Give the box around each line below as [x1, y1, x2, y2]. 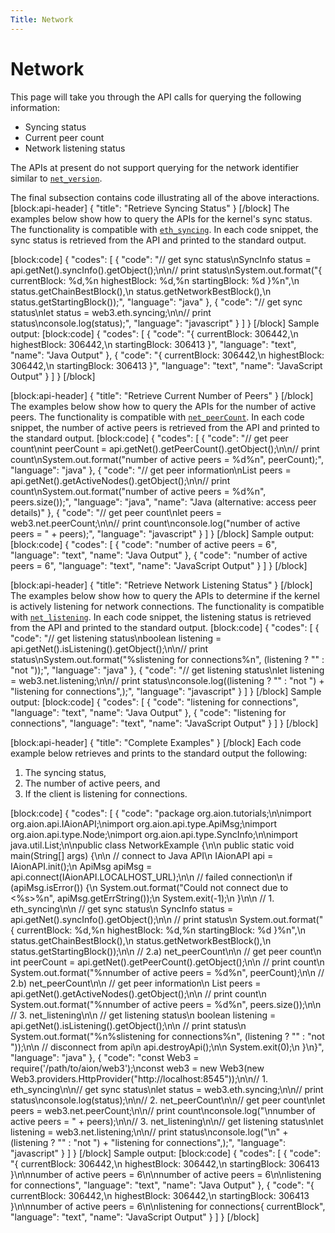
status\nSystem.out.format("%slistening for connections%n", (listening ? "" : [10, 653, 325, 665]
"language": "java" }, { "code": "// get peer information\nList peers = [10, 464, 292, 476]
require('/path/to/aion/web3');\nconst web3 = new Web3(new [10, 1062, 265, 1074]
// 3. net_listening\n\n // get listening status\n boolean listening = [10, 1009, 277, 1021]
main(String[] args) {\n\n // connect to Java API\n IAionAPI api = [10, 849, 274, 861]
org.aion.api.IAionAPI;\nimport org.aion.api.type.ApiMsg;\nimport [10, 817, 278, 830]
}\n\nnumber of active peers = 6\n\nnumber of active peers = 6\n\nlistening [10, 1168, 322, 1180]
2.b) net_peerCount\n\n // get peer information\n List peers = [10, 977, 262, 989]
